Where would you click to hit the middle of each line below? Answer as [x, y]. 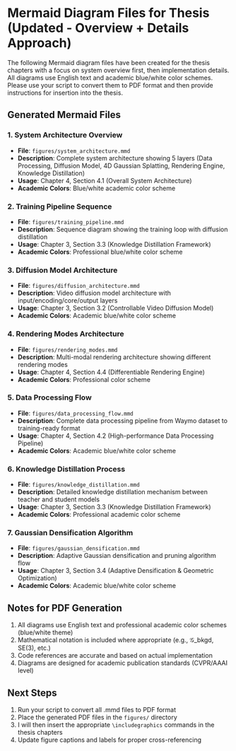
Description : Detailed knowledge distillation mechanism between [113, 492]
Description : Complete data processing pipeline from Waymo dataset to [123, 420]
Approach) [40, 43]
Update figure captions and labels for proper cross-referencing [110, 740]
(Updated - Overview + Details [98, 28]
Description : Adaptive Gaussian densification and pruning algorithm [117, 556]
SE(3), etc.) [34, 648]
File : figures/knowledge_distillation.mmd [78, 484]
